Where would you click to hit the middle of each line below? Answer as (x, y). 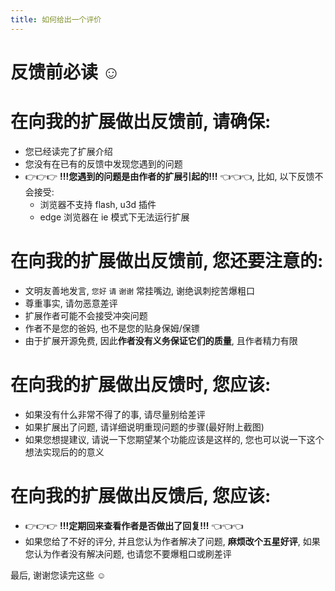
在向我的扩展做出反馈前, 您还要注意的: (167, 260)
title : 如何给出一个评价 (56, 19)
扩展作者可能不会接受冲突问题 (86, 315)
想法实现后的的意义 (64, 452)
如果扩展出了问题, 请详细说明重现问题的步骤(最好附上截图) (144, 427)
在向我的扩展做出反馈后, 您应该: (141, 495)
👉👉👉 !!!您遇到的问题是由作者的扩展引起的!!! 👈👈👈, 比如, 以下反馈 (169, 176)
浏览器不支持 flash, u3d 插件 (98, 204)
